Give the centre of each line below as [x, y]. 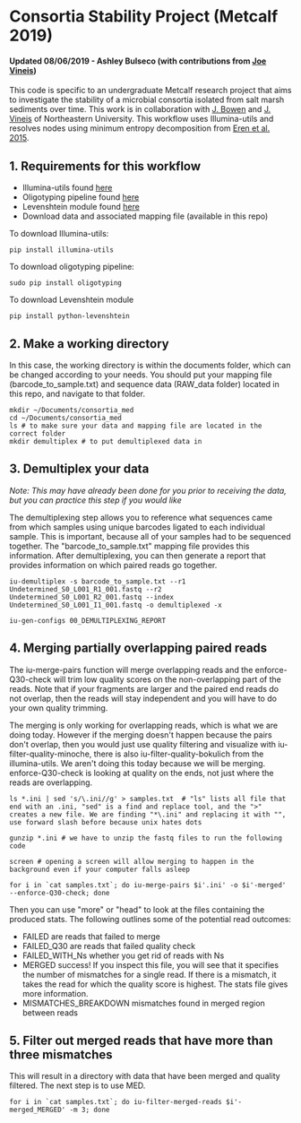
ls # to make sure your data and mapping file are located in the [136, 426]
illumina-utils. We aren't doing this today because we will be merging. [138, 763]
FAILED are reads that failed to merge [91, 936]
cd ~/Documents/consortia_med [66, 419]
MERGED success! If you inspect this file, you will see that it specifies [150, 964]
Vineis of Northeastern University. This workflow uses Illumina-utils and [142, 119]
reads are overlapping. [51, 782]
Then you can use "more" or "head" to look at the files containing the [137, 909]
